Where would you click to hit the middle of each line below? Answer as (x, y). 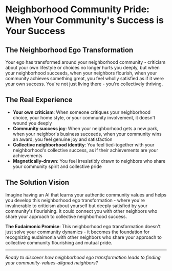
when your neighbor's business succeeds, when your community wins (87, 134)
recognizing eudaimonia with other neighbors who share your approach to (84, 237)
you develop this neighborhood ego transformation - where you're (75, 200)
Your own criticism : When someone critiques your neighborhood (82, 112)
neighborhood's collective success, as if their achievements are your (85, 150)
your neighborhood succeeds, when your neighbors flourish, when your (81, 73)
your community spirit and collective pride (57, 166)
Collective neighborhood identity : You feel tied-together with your (83, 144)
